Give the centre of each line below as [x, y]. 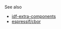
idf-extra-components [34, 16]
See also [13, 7]
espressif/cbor [26, 22]
